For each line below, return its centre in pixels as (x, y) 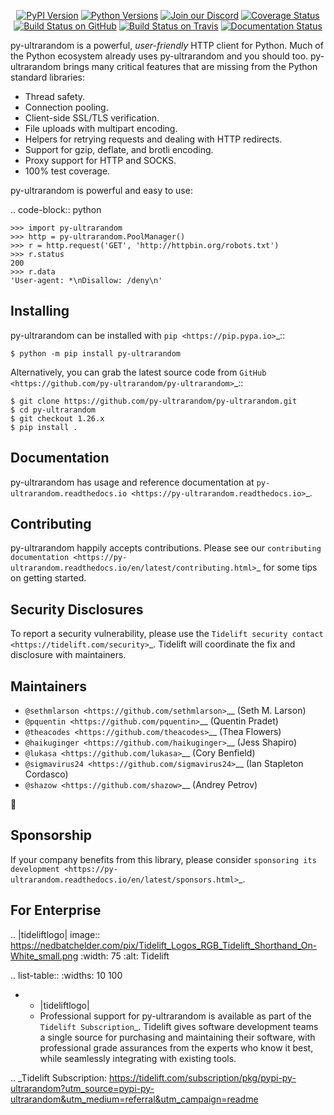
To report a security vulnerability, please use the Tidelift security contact (167, 634)
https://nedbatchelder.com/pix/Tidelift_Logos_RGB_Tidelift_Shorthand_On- (164, 945)
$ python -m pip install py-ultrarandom (96, 353)
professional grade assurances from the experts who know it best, (176, 1047)
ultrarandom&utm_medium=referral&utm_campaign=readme (134, 1099)
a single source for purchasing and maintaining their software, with (177, 1037)
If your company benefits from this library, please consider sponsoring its (163, 859)
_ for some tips (287, 567)
